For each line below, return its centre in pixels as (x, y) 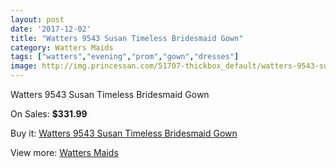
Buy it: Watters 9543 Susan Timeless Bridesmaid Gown (124, 133)
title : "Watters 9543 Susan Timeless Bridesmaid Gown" (127, 38)
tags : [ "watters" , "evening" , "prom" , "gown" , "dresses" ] (125, 57)
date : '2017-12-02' (51, 29)
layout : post (37, 19)
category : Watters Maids (62, 47)
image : (24, 66)
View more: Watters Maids (64, 152)
